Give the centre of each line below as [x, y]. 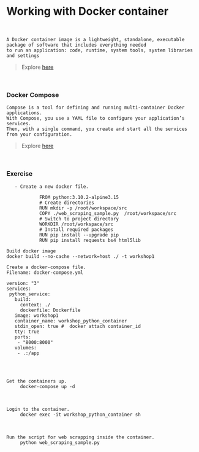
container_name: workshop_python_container [71, 321]
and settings [23, 56]
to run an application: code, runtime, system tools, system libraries [99, 50]
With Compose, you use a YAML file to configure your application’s [96, 119]
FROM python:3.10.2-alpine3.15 [79, 197]
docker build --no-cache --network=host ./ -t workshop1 [81, 256]
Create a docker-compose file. [46, 267]
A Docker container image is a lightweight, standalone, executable [96, 39]
